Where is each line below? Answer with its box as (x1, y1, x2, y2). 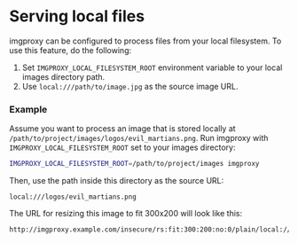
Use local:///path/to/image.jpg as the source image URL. (21, 81, 239, 91)
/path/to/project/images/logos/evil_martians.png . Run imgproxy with (9, 133, 269, 144)
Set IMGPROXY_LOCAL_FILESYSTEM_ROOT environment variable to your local (21, 62, 283, 73)
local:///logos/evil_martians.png (9, 192, 137, 201)
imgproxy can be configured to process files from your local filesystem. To (9, 35, 282, 46)
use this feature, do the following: (9, 44, 131, 55)
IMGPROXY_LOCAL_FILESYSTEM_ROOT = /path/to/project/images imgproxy (9, 160, 260, 169)
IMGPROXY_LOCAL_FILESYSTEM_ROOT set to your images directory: (9, 142, 237, 153)
